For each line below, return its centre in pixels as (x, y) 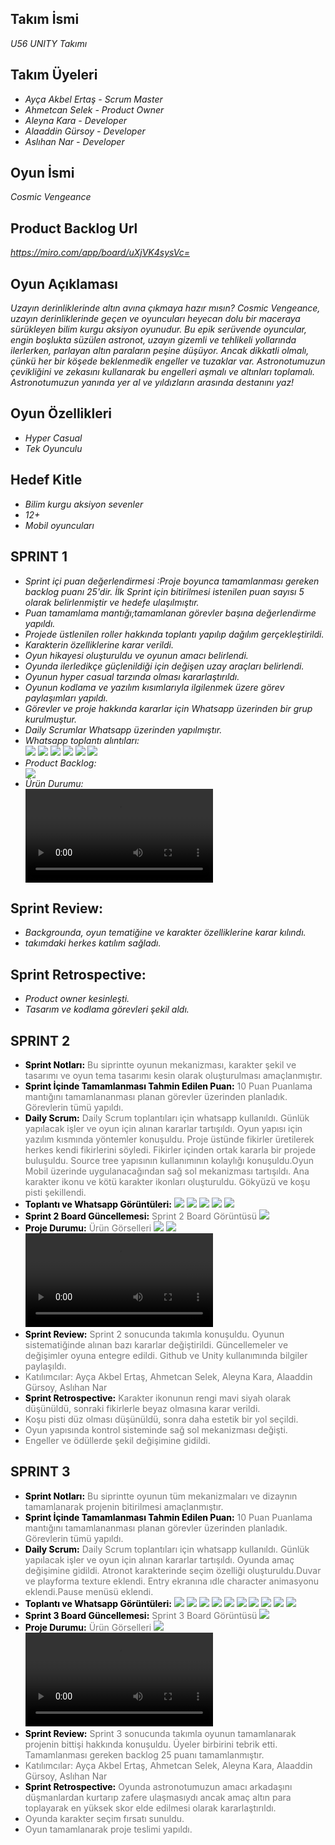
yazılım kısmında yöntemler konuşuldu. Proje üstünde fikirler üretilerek (169, 1139)
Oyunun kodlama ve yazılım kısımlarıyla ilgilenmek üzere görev (154, 687)
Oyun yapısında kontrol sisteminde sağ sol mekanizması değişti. (156, 1429)
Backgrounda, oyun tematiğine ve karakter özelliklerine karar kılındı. (165, 933)
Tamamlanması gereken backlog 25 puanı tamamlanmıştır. (144, 1754)
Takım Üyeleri (54, 75)
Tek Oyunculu (53, 448)
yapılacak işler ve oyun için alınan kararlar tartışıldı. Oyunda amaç (159, 1559)
